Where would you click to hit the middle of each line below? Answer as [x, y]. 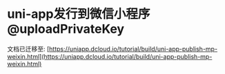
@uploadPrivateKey [66, 29]
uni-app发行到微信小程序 [79, 14]
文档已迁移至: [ [28, 49]
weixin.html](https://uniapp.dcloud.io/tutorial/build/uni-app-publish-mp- [110, 56]
